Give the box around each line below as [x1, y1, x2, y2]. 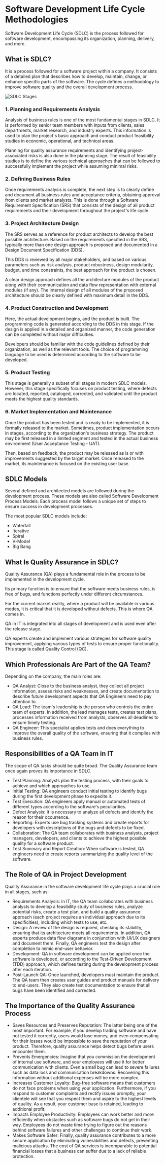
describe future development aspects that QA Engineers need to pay [12, 693, 152, 699]
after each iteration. [12, 966, 53, 972]
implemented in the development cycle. [5, 576, 85, 582]
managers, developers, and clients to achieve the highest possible [12, 835, 147, 841]
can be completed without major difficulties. [5, 331, 95, 337]
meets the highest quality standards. [5, 396, 79, 402]
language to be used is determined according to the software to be [5, 351, 141, 357]
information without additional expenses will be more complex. [12, 1075, 139, 1081]
